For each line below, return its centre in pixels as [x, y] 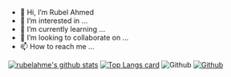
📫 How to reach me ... [57, 46]
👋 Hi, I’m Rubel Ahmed [57, 12]
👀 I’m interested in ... [54, 21]
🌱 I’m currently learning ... [63, 29]
